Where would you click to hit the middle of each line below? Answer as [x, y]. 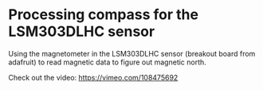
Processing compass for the [104, 15]
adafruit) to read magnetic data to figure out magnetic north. [108, 62]
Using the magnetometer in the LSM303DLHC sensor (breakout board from [132, 53]
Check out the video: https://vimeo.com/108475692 [93, 77]
